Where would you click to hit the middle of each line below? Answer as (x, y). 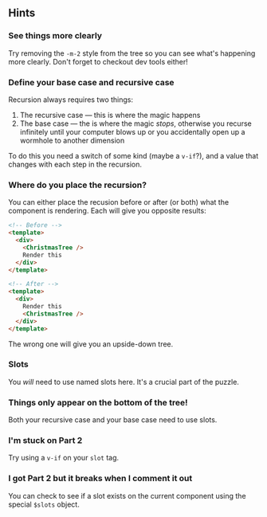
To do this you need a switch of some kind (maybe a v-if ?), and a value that (133, 155)
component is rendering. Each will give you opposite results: (107, 211)
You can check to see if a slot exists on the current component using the (127, 495)
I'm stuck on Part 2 (45, 441)
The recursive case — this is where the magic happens (110, 115)
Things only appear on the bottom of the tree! (98, 402)
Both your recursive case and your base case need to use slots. (113, 420)
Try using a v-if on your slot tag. (64, 458)
